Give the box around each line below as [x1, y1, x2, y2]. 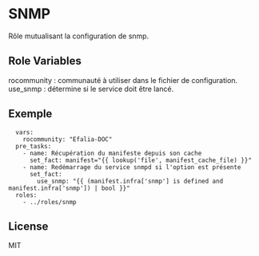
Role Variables [8, 54, 82, 68]
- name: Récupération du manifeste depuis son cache [22, 149, 202, 157]
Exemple [8, 107, 53, 120]
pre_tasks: [15, 142, 52, 150]
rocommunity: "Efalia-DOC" [22, 135, 113, 144]
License [8, 219, 49, 233]
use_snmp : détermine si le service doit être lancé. [8, 84, 174, 93]
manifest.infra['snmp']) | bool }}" [8, 184, 130, 192]
